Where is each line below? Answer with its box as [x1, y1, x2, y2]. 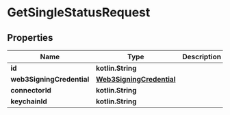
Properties [7, 32, 53, 44]
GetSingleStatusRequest [7, 5, 151, 20]
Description [182, 52, 221, 61]
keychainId [10, 97, 48, 106]
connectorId [10, 86, 51, 95]
